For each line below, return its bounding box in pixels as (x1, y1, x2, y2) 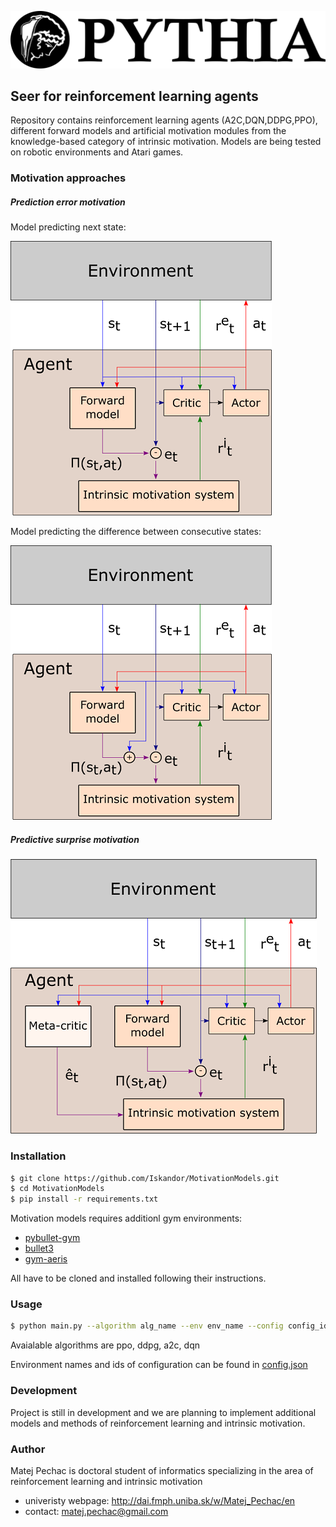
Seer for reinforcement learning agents (10, 87, 259, 105)
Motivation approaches (10, 171, 127, 185)
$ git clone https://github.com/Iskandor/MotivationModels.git (10, 1173, 280, 1183)
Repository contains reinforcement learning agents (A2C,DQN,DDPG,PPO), (10, 114, 318, 126)
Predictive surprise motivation (10, 833, 140, 845)
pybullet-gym (24, 1232, 81, 1244)
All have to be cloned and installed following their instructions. (10, 1272, 267, 1285)
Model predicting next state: (10, 221, 127, 233)
